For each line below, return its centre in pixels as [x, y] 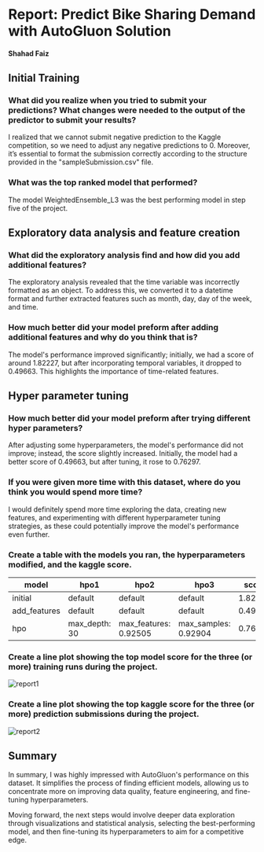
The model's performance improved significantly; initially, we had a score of [131, 354]
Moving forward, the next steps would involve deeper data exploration [122, 815]
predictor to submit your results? [72, 120]
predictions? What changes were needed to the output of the [127, 110]
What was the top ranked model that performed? [103, 182]
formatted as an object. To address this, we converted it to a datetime [121, 290]
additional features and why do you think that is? [103, 337]
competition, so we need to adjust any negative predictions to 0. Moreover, [129, 145]
